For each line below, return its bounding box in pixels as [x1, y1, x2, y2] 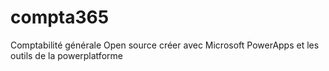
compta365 [10, 6, 110, 29]
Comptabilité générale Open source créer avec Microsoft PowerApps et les [10, 39, 320, 51]
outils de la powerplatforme [10, 49, 123, 61]
